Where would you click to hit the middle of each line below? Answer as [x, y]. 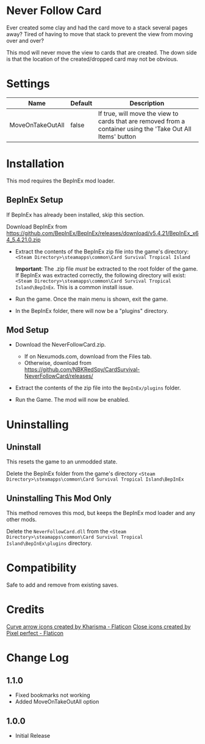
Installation [35, 164]
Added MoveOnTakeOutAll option [57, 702]
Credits [25, 610]
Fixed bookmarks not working [52, 695]
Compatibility [41, 568]
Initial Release [33, 735]
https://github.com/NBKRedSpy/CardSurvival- [82, 370]
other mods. [22, 520]
